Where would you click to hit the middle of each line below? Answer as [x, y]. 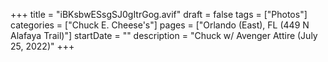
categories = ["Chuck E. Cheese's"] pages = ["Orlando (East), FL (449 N [160, 25]
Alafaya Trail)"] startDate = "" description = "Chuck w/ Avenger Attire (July [164, 35]
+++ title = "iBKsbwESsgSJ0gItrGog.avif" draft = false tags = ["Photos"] [159, 14]
